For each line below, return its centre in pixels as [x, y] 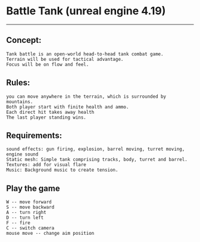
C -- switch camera [30, 228]
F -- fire [18, 223]
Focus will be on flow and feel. [48, 64]
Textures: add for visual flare [46, 165]
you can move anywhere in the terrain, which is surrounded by [86, 97]
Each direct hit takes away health [50, 112]
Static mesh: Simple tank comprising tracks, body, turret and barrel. [97, 160]
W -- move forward [29, 202]
